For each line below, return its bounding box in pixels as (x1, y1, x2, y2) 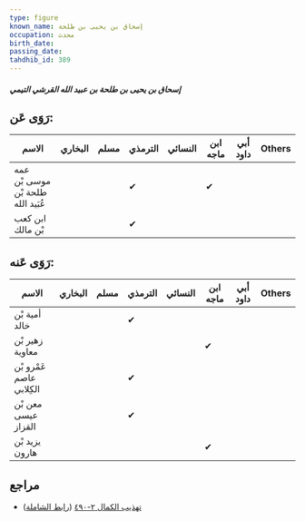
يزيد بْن (14, 435, 42, 447)
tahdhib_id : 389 (9, 55, 71, 64)
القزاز (14, 420, 36, 433)
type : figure (9, 13, 59, 23)
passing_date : (9, 47, 64, 56)
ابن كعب (14, 212, 47, 225)
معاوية (14, 346, 38, 359)
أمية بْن (14, 308, 42, 320)
